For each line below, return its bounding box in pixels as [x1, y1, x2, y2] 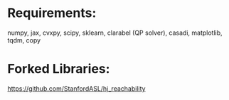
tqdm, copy [7, 35, 41, 44]
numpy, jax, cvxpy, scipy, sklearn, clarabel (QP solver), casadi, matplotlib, [7, 28, 223, 37]
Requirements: [7, 5, 97, 21]
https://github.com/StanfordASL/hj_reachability [7, 84, 146, 93]
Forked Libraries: [7, 61, 110, 77]
